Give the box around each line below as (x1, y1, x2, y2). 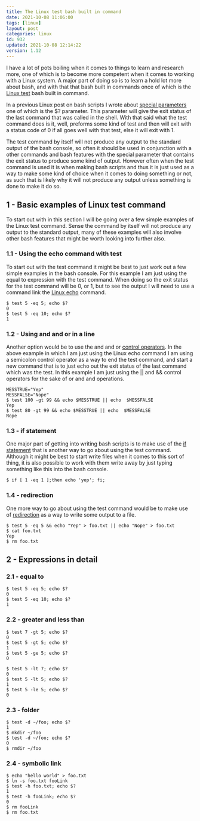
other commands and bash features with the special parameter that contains (6, 151, 195, 158)
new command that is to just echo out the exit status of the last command (6, 362, 187, 370)
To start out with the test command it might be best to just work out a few (6, 263, 187, 270)
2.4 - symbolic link (6, 759, 61, 767)
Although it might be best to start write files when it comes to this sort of (6, 453, 184, 460)
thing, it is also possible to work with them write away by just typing (6, 459, 173, 466)
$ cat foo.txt (6, 527, 42, 534)
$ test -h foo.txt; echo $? (6, 783, 76, 789)
